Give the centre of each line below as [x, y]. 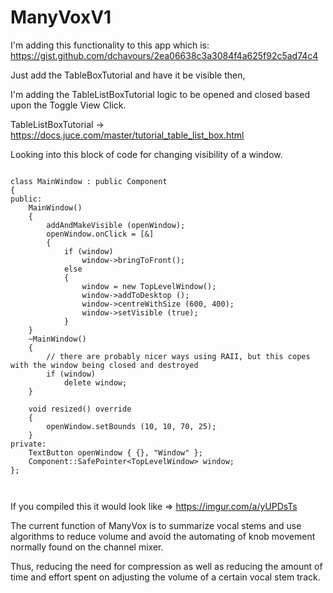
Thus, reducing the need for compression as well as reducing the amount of [166, 566]
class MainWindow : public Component [89, 181]
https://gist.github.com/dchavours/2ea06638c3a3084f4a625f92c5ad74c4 [164, 55]
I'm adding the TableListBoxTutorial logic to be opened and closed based [160, 94]
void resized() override [80, 409]
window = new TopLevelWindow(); [149, 286]
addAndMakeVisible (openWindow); [116, 225]
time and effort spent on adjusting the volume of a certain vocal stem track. [165, 577]
